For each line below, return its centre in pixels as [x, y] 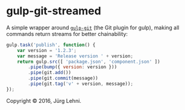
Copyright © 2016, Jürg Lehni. [44, 100]
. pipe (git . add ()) [49, 73]
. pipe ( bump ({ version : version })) [73, 67]
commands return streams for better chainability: [67, 33]
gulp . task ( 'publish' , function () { [51, 45]
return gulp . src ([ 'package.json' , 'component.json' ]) [89, 62]
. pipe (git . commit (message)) [63, 78]
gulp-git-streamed [54, 11]
